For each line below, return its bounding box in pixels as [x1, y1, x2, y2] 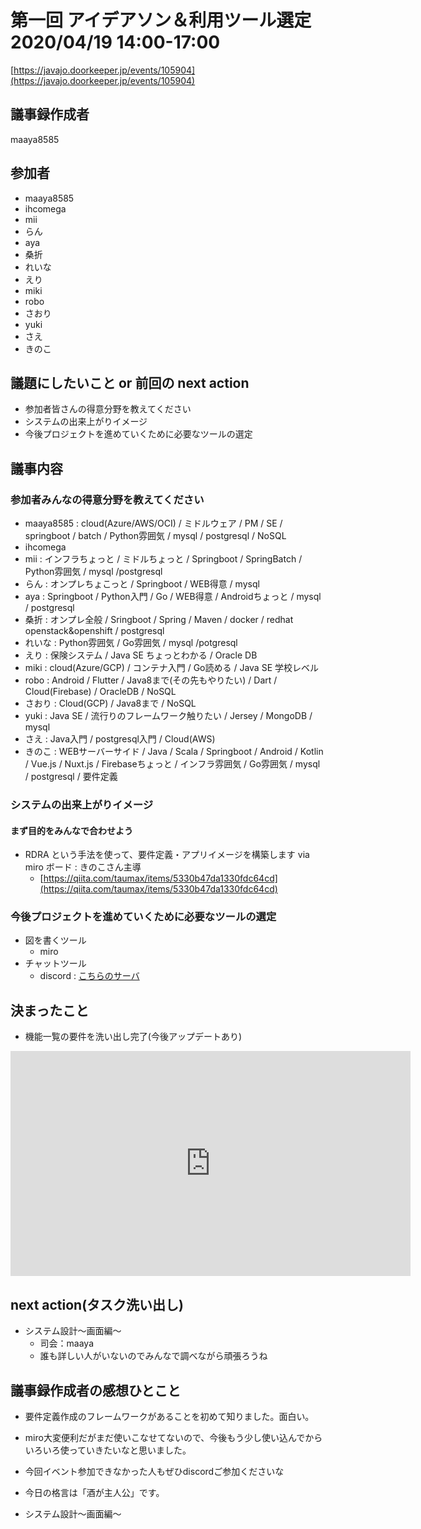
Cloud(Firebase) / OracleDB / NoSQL [24, 686, 177, 698]
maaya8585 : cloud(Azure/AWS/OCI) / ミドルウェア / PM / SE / [24, 517, 283, 530]
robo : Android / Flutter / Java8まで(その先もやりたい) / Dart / [24, 674, 278, 686]
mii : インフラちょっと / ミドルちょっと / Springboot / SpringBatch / [24, 553, 303, 565]
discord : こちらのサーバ [39, 970, 140, 982]
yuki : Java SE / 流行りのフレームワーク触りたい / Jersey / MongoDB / [24, 710, 313, 722]
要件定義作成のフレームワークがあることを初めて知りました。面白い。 [24, 1410, 315, 1422]
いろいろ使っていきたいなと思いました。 [24, 1444, 192, 1456]
